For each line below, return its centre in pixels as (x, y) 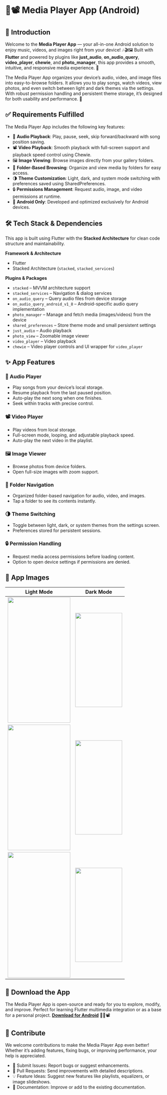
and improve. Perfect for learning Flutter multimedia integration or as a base (83, 1010)
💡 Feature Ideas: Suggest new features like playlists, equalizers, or (81, 1076)
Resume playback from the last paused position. (62, 393)
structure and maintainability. (35, 243)
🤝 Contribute (25, 1033)
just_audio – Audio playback (42, 331)
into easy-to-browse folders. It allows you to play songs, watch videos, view (83, 83)
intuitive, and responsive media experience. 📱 (52, 68)
